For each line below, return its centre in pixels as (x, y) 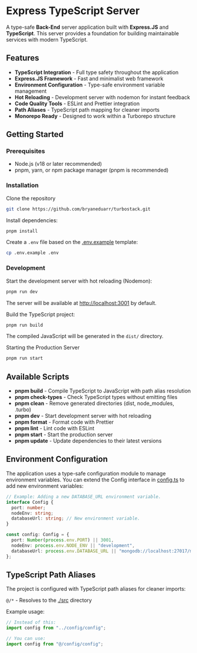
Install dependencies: (32, 220)
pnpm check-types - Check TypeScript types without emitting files (96, 397)
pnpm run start (25, 359)
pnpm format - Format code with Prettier (64, 422)
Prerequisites (26, 151)
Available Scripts (38, 376)
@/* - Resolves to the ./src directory (49, 600)
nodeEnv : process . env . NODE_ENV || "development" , (73, 545)
